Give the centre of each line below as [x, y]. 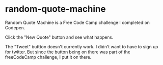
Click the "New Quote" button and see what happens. [59, 37]
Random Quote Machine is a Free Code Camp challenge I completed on [77, 22]
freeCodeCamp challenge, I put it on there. [48, 57]
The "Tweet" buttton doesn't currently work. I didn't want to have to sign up [81, 46]
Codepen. [15, 27]
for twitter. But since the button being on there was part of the [68, 52]
